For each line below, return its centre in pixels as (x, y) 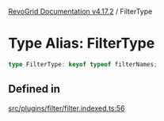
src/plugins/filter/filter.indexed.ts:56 (67, 108)
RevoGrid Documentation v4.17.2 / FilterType (80, 11)
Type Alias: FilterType (82, 43)
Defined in (34, 89)
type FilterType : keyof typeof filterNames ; (83, 64)
